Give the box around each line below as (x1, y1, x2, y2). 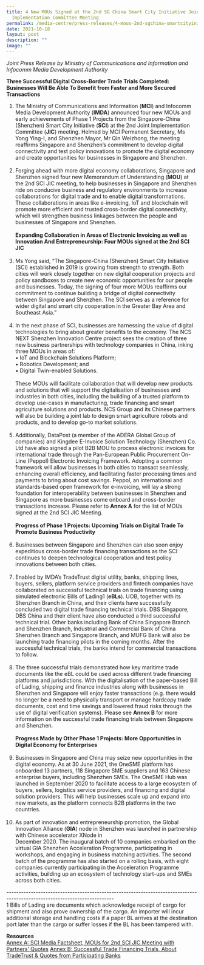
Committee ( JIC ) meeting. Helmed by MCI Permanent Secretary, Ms (15, 128, 185, 135)
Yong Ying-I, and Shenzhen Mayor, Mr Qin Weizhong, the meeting (15, 134, 180, 142)
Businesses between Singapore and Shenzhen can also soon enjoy (15, 541, 183, 548)
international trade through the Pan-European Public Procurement (15, 451, 180, 458)
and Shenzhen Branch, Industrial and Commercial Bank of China (15, 625, 176, 632)
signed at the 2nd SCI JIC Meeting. (15, 508, 103, 516)
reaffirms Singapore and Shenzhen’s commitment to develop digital (15, 141, 184, 148)
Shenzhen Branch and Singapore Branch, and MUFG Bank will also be (15, 631, 190, 638)
